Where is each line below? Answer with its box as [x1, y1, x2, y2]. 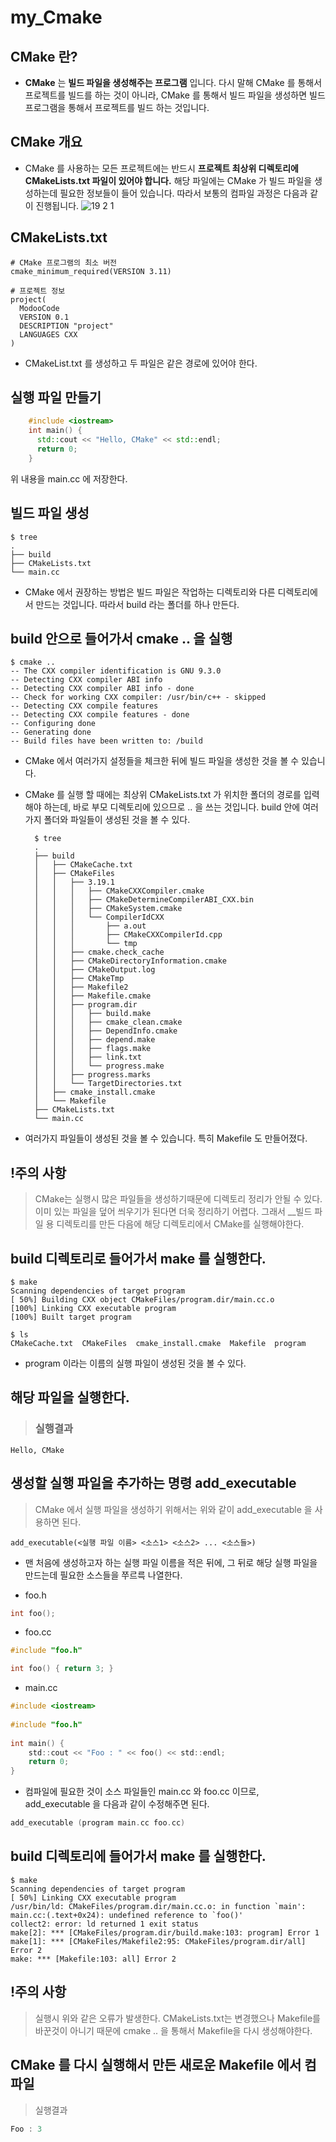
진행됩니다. [35, 199, 80, 211]
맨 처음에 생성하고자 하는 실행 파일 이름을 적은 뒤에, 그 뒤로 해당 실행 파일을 [24, 1556, 318, 1568]
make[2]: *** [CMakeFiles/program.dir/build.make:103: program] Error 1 [10, 1927, 320, 1938]
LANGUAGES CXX [19, 329, 78, 340]
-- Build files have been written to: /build [10, 736, 203, 746]
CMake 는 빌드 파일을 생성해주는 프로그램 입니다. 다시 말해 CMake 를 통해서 [24, 77, 323, 88]
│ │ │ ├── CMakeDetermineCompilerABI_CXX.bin [34, 895, 254, 905]
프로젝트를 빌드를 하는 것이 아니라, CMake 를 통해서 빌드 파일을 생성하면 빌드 [24, 89, 326, 101]
